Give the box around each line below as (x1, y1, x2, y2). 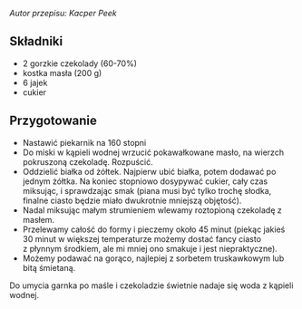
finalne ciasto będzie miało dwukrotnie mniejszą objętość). (22, 195, 242, 206)
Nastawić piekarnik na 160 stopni (22, 137, 147, 148)
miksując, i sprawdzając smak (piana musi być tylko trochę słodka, (22, 185, 272, 196)
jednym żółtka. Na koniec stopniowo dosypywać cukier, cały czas (22, 176, 268, 187)
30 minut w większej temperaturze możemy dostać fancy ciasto (22, 233, 261, 244)
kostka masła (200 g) (22, 67, 102, 78)
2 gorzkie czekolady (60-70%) (22, 58, 138, 69)
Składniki (9, 34, 63, 49)
